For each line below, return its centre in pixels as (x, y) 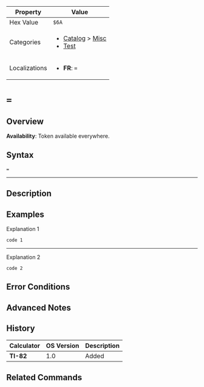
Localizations (28, 68)
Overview (25, 121)
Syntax (20, 155)
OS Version (63, 346)
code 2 (15, 268)
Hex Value (24, 22)
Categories (25, 42)
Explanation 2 (23, 257)
